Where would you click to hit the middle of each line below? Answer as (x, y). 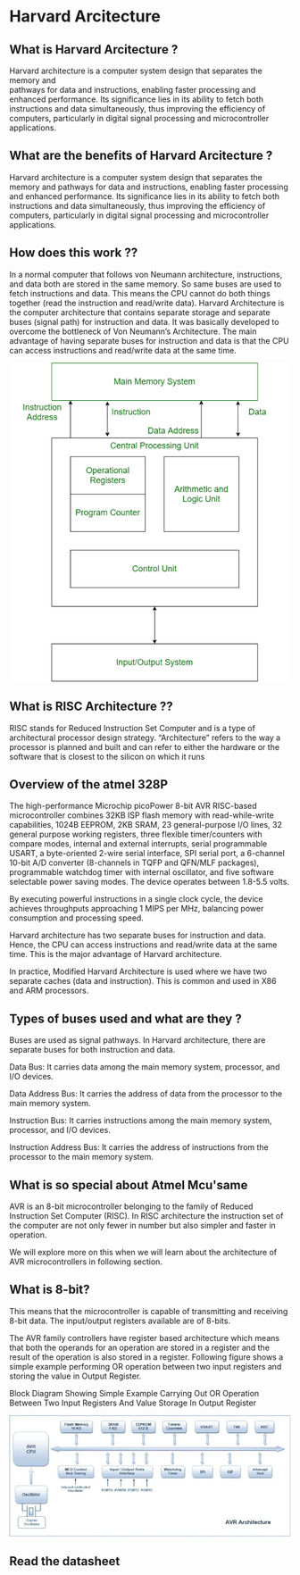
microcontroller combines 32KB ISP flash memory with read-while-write (142, 815)
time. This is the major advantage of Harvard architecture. (116, 954)
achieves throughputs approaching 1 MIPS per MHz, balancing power (137, 909)
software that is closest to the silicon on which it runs (107, 756)
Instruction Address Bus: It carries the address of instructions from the (139, 1147)
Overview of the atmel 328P (88, 784)
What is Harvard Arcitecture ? (94, 50)
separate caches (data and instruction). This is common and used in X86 (143, 981)
